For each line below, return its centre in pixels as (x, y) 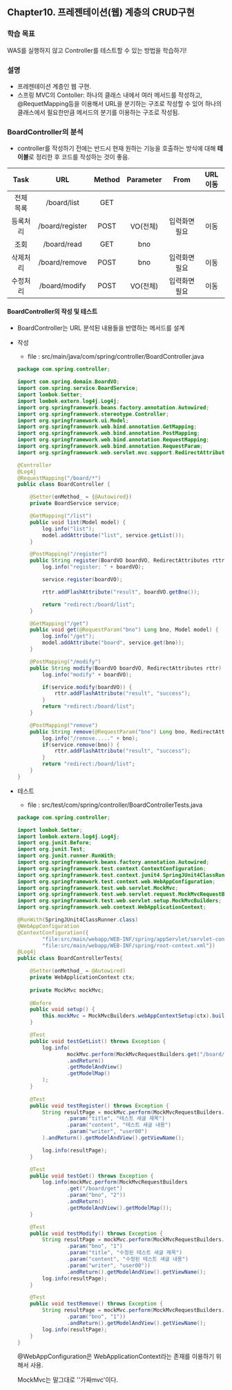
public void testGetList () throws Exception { (98, 1041)
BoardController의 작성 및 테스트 (52, 311)
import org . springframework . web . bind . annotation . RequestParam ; (110, 446)
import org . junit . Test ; (51, 849)
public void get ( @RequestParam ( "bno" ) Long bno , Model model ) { (124, 630)
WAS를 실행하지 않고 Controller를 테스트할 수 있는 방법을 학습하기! (97, 50)
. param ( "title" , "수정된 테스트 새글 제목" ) (125, 1253)
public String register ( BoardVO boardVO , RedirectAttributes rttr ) (129, 561)
